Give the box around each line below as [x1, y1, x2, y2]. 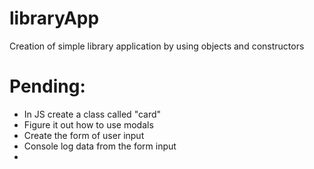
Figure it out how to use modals [23, 118, 154, 131]
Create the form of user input [23, 129, 145, 141]
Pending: [9, 75, 86, 98]
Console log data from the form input [23, 140, 177, 152]
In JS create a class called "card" [23, 108, 162, 120]
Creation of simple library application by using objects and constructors [9, 40, 305, 52]
